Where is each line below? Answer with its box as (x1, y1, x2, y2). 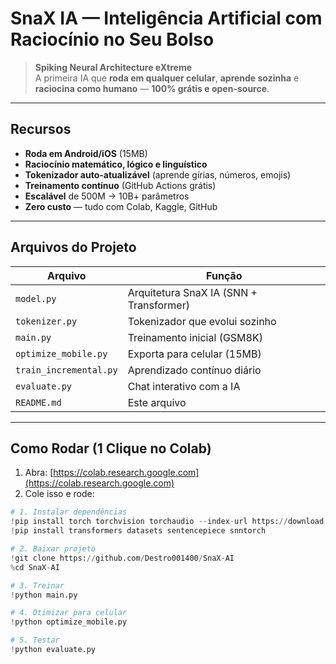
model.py (15, 293, 57, 304)
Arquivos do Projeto (10, 239, 137, 256)
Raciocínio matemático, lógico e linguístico (24, 158, 208, 170)
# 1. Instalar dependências (10, 507, 128, 517)
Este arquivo (127, 395, 187, 409)
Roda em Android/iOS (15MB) (24, 147, 148, 159)
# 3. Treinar (10, 580, 65, 591)
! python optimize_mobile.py (10, 617, 128, 627)
